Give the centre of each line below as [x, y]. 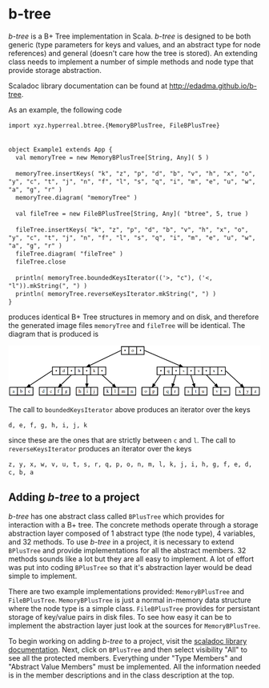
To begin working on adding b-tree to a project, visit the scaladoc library [128, 641]
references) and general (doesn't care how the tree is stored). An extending [133, 53]
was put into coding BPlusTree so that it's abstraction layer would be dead [130, 567]
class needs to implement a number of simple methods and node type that [131, 62]
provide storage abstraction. [55, 70]
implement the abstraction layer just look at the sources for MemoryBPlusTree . [134, 625]
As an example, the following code [65, 110]
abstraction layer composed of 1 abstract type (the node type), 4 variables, [132, 533]
